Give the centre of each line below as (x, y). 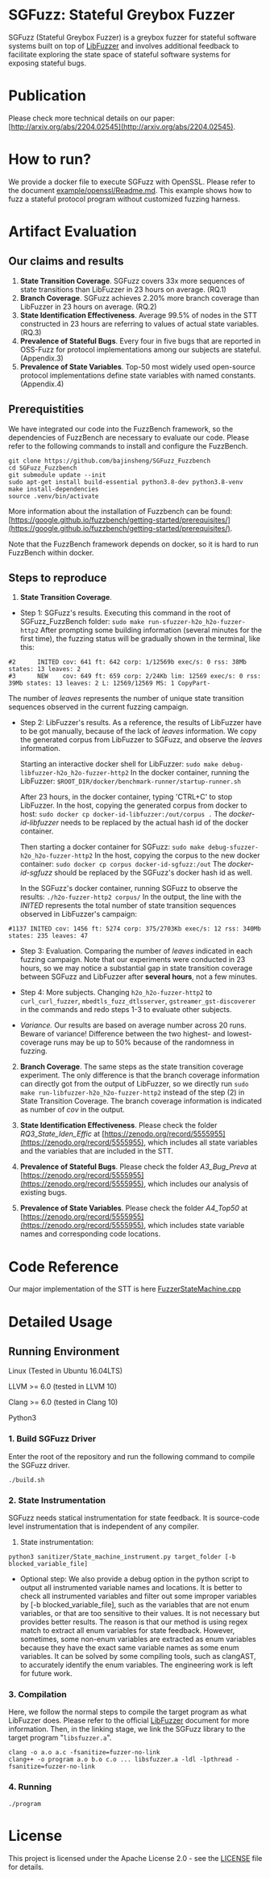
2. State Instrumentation (57, 1500)
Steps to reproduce (58, 578)
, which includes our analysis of (196, 1184)
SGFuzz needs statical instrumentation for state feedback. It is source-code (134, 1517)
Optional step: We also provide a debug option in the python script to (135, 1579)
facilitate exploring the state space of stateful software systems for (120, 54)
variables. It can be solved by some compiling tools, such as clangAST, (138, 1656)
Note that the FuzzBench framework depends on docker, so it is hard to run (133, 544)
